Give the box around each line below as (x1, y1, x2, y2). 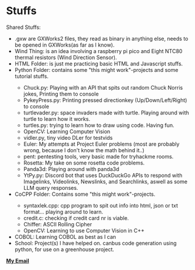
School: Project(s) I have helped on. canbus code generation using (14, 239, 177, 246)
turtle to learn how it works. (23, 115, 90, 122)
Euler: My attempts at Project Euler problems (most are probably (23, 140, 180, 147)
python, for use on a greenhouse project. (14, 246, 115, 253)
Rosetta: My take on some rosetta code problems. (23, 159, 145, 166)
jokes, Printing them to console (23, 90, 99, 97)
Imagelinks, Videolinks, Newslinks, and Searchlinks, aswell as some (23, 178, 187, 185)
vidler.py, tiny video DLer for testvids (23, 134, 113, 141)
